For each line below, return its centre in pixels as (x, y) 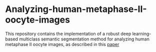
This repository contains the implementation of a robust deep (68, 33)
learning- (142, 33)
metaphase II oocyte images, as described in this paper (62, 44)
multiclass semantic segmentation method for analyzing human (84, 39)
